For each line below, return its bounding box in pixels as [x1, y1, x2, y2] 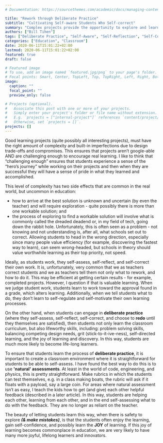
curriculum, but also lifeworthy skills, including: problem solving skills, [5, 325, 145, 331]
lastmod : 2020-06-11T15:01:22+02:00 [5, 47, 79, 53]
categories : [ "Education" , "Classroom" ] [5, 39, 88, 44]
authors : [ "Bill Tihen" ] [5, 30, 55, 35]
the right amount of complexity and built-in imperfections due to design [5, 142, 148, 149]
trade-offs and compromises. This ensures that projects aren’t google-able [5, 148, 155, 154]
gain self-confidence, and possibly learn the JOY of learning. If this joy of [5, 422, 152, 428]
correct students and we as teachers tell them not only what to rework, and [5, 269, 155, 275]
